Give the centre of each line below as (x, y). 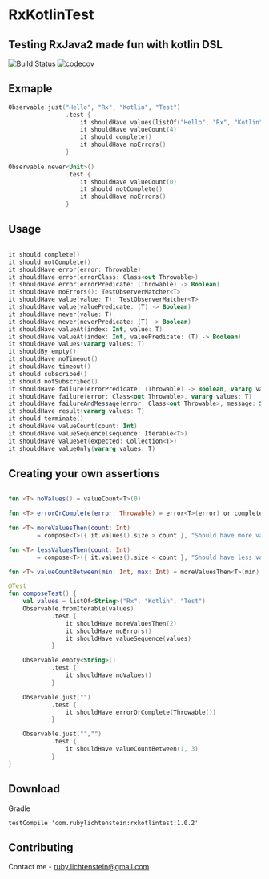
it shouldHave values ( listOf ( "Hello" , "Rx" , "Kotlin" (171, 122)
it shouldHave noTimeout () (53, 359)
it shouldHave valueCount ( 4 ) (128, 130)
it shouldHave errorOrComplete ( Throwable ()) (141, 712)
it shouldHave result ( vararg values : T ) (77, 411)
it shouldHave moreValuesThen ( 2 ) (121, 623)
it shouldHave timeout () (50, 367)
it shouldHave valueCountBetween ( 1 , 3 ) (132, 749)
